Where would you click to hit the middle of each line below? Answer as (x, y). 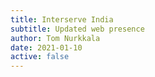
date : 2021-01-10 (46, 47)
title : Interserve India (62, 19)
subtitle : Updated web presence (77, 29)
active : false (40, 57)
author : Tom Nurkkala (55, 38)
